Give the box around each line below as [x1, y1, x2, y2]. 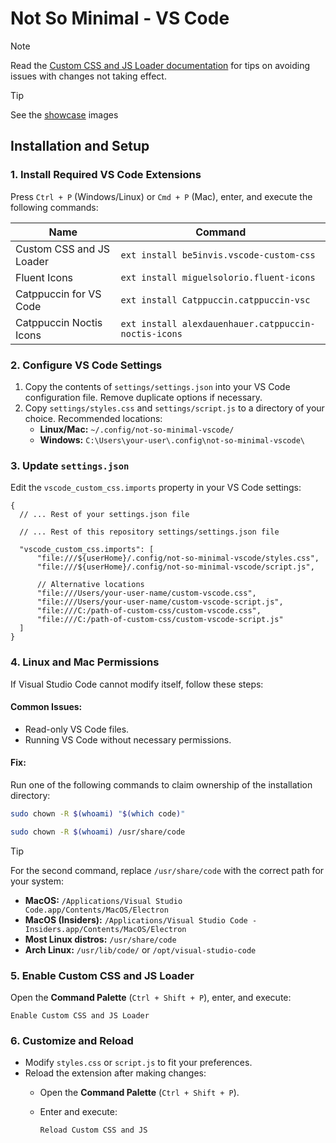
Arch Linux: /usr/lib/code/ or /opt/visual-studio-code [24, 943, 257, 956]
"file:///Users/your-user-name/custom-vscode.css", [36, 588, 257, 599]
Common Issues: [10, 701, 83, 713]
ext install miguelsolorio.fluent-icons [120, 272, 316, 283]
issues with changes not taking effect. [10, 70, 167, 82]
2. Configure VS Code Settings [10, 358, 163, 372]
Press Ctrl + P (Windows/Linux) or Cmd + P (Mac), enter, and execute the [10, 190, 313, 202]
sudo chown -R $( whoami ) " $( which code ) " [10, 808, 186, 819]
